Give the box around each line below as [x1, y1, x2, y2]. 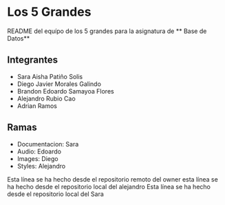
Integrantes [7, 54, 58, 66]
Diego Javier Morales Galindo [17, 80, 102, 88]
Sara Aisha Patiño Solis [17, 72, 83, 80]
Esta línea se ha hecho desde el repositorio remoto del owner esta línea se [7, 175, 218, 183]
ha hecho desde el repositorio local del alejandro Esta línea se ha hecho [7, 182, 211, 191]
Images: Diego [17, 154, 58, 162]
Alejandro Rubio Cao [17, 94, 76, 102]
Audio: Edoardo [17, 147, 62, 155]
